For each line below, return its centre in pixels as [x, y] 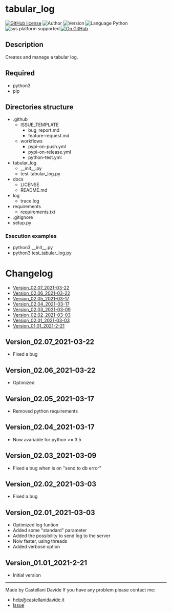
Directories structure [39, 107]
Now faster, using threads [40, 541]
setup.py [22, 223]
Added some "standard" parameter [50, 530]
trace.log [30, 201]
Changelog [29, 273]
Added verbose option [36, 547]
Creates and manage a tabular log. [42, 57]
